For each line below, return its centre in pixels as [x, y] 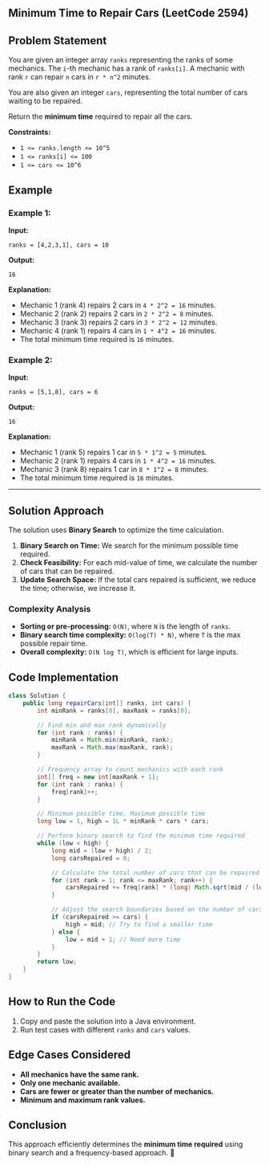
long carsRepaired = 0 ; [90, 858]
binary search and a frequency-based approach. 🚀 [92, 1153]
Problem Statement [58, 41]
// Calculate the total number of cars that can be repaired [155, 873]
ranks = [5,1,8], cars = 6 [53, 393]
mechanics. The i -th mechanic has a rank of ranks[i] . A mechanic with [127, 68]
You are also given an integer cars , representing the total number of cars [128, 92]
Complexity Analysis [50, 609]
